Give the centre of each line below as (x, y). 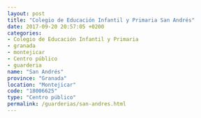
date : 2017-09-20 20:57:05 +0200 (56, 26)
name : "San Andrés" (36, 71)
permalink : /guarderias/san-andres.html (67, 104)
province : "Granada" (37, 78)
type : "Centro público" (42, 98)
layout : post (26, 14)
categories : (24, 33)
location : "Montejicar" (42, 85)
